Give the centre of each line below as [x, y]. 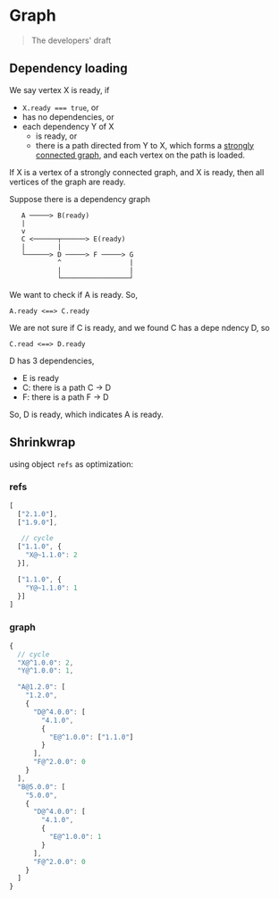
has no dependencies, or [68, 116]
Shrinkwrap [42, 442]
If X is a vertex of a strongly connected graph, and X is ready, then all [137, 172]
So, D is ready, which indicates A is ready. [86, 414]
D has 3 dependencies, [52, 360]
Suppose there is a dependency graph [80, 199]
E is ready [41, 377]
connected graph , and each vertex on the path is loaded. [140, 155]
